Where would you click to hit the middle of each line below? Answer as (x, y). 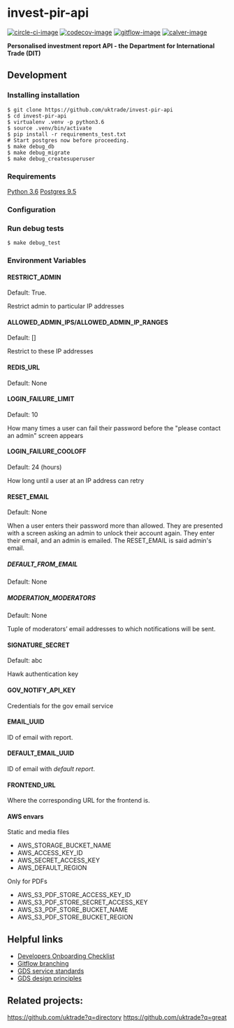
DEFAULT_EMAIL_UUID (41, 753)
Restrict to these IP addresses (50, 351)
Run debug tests (36, 228)
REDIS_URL (24, 367)
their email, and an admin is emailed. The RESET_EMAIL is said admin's (109, 541)
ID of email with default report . (51, 769)
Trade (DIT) (24, 53)
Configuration (31, 209)
